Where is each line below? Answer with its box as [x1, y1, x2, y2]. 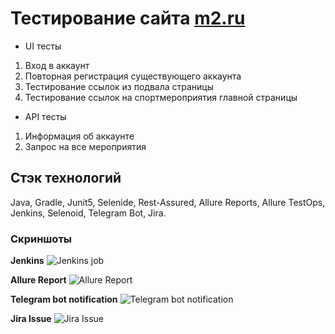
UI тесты [24, 40, 62, 52]
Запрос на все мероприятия [24, 140, 147, 152]
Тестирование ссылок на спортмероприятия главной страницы [24, 91, 298, 103]
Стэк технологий [10, 170, 122, 187]
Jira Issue [10, 313, 52, 325]
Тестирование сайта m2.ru [10, 7, 246, 30]
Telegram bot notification [10, 293, 118, 306]
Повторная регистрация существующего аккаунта [24, 70, 242, 82]
